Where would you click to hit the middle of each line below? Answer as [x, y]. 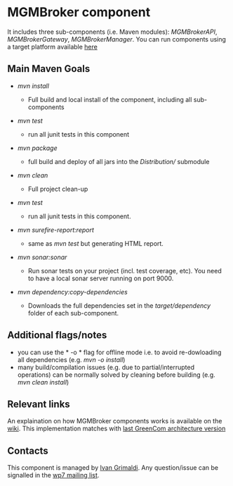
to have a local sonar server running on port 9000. [101, 278]
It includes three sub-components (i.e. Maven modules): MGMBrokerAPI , [112, 32]
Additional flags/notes [57, 335]
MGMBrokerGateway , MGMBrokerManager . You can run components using [117, 39]
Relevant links [39, 404]
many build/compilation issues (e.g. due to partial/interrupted [106, 367]
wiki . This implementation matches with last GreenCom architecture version [116, 429]
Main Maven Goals [49, 69]
